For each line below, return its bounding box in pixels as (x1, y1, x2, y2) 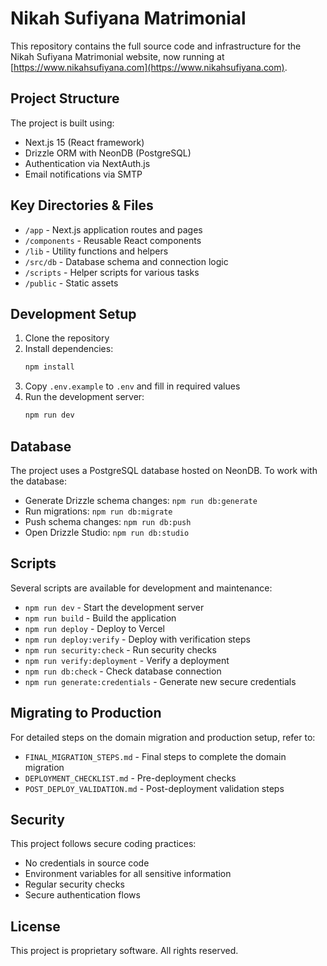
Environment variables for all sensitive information (24, 868, 232, 880)
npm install (24, 362, 75, 372)
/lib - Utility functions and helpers (24, 245, 169, 257)
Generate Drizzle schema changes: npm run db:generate (24, 494, 258, 506)
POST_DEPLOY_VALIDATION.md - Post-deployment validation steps (24, 782, 285, 794)
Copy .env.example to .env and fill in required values (24, 380, 241, 392)
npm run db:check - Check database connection (24, 665, 222, 677)
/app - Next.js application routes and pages (24, 223, 203, 236)
